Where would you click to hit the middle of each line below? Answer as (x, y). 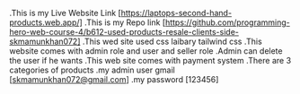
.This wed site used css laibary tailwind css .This (172, 41)
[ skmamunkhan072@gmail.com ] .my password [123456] (114, 79)
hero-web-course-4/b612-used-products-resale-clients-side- (124, 32)
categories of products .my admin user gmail (92, 70)
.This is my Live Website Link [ (65, 13)
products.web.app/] (46, 22)
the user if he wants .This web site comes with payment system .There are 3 (150, 60)
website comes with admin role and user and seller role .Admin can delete (146, 51)
